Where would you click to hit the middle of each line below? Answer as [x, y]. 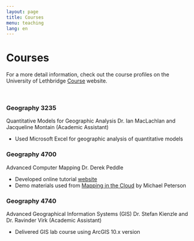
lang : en [17, 28]
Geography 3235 [31, 108]
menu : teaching [25, 23]
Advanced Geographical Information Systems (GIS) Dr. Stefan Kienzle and [97, 214]
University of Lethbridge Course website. [57, 81]
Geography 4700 [31, 154]
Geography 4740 [31, 201]
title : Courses [25, 17]
